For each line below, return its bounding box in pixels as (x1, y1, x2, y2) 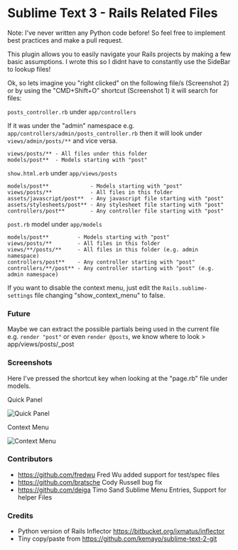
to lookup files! (7, 65, 51, 73)
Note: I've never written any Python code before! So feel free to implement (7, 28, 226, 37)
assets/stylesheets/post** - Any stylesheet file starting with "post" (7, 201, 224, 208)
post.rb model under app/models (7, 220, 102, 228)
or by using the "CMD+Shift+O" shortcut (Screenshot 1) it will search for (7, 86, 218, 95)
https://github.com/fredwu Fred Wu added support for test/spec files (17, 470, 220, 479)
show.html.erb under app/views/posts (7, 168, 117, 177)
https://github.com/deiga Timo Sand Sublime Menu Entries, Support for (17, 485, 227, 494)
